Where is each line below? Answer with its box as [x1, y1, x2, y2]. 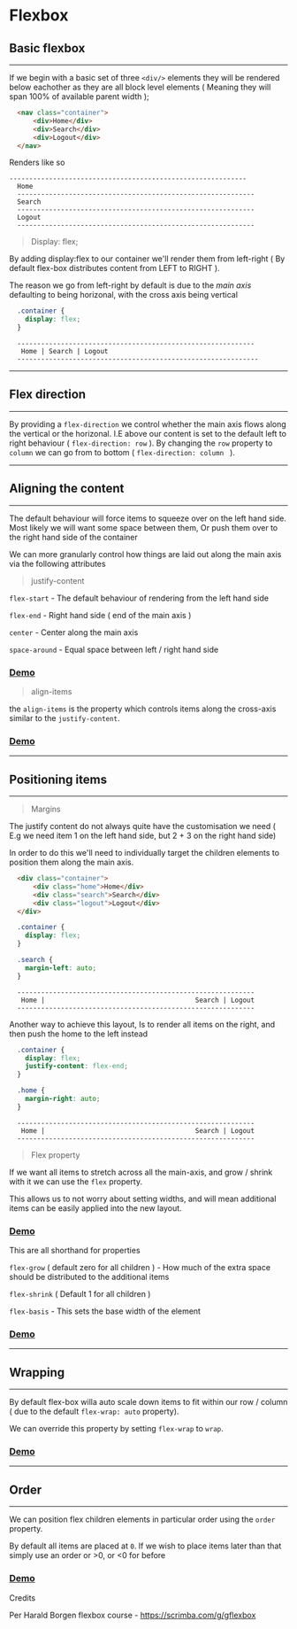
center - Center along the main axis [9, 626, 139, 638]
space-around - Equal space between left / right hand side [9, 644, 219, 655]
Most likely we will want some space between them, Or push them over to [9, 522, 278, 532]
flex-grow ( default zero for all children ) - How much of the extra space [9, 1262, 271, 1273]
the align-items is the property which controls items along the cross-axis [9, 703, 277, 714]
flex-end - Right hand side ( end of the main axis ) [9, 609, 192, 620]
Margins [30, 803, 61, 815]
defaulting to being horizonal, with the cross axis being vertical [9, 290, 239, 300]
